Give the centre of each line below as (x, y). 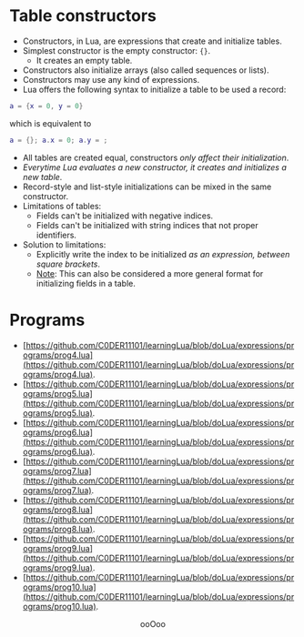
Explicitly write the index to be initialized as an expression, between (163, 254)
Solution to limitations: (64, 244)
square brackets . (68, 264)
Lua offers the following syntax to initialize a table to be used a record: (154, 89)
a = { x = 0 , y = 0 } (46, 106)
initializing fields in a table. (86, 283)
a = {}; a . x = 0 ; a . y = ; (59, 140)
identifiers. (56, 235)
